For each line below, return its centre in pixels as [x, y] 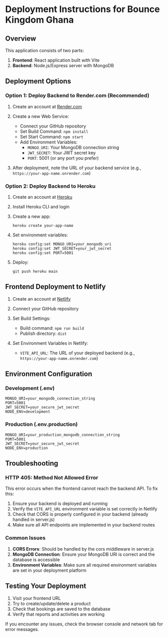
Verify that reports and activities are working [58, 614]
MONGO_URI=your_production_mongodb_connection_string [63, 435]
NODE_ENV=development [28, 412]
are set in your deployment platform [49, 570]
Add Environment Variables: [49, 142]
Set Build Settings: [32, 318]
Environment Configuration [49, 374]
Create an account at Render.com [47, 106]
